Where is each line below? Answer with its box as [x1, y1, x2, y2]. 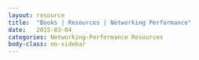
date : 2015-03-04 [8, 26, 72, 34]
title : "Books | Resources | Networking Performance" [8, 19, 192, 26]
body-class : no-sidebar [8, 41, 87, 48]
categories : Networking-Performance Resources [8, 33, 164, 41]
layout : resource [8, 11, 65, 19]
